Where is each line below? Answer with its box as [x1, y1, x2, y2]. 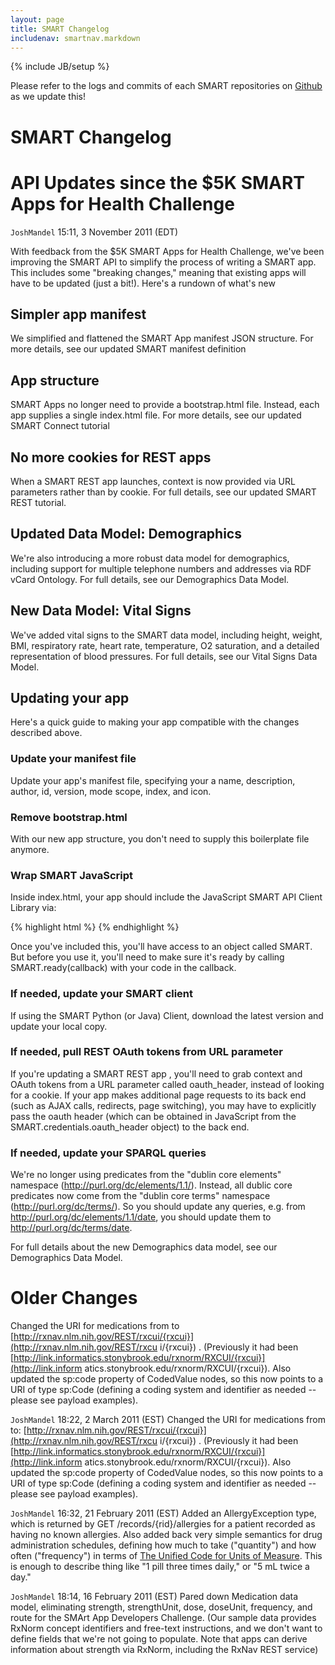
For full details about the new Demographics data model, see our [10, 1241, 278, 1253]
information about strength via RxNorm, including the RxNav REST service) [10, 1644, 319, 1656]
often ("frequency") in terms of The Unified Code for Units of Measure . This [10, 1550, 323, 1562]
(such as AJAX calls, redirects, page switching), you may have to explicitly [10, 1099, 317, 1111]
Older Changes [10, 1287, 138, 1310]
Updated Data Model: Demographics [10, 526, 242, 543]
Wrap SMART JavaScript [10, 868, 133, 882]
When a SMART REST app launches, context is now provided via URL [10, 475, 296, 487]
